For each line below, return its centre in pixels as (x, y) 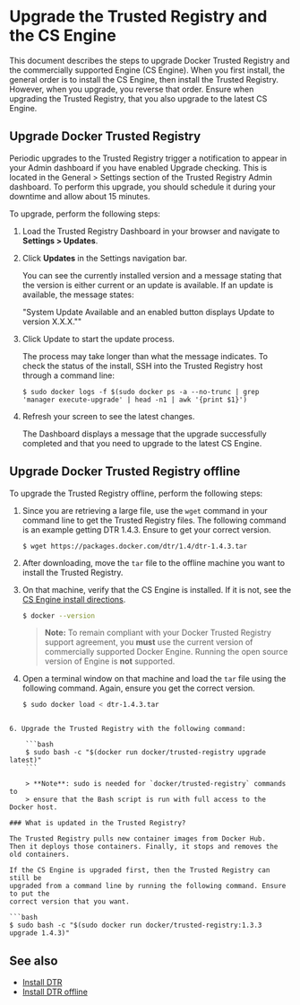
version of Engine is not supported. (110, 661)
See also (34, 961)
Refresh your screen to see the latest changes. (108, 416)
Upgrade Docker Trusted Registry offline (125, 472)
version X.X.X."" (52, 322)
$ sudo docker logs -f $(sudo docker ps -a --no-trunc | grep (141, 392)
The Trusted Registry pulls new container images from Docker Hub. (138, 839)
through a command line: (68, 375)
